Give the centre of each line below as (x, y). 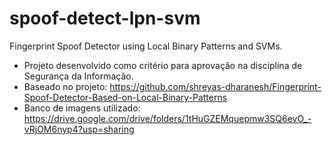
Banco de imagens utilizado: (82, 108)
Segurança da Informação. (78, 76)
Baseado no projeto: (65, 86)
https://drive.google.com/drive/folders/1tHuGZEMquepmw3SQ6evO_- (167, 118)
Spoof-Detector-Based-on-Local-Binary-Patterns (125, 97)
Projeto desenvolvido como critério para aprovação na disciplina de (163, 65)
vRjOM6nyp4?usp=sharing (79, 129)
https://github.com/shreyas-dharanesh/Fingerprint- (215, 86)
